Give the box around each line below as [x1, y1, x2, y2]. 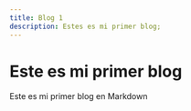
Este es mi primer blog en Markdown [9, 91, 148, 102]
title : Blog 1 [9, 13, 64, 23]
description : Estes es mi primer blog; [9, 22, 162, 31]
